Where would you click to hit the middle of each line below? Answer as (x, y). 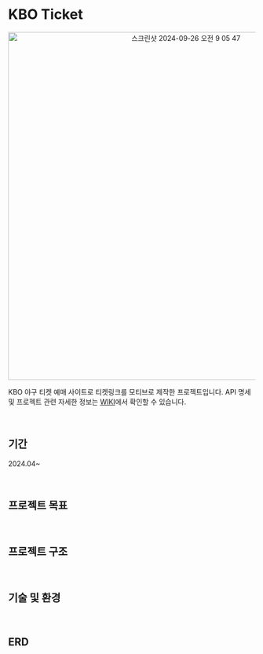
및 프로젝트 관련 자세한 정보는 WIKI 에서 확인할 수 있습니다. (97, 402)
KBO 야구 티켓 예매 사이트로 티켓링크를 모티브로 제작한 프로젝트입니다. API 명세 (130, 391)
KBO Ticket (46, 15)
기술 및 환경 (35, 598)
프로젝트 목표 (38, 506)
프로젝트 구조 (38, 551)
